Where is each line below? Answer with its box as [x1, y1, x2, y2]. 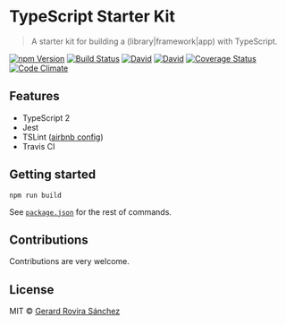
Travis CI [21, 141, 55, 151]
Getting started [9, 167, 97, 183]
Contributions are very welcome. [9, 256, 130, 267]
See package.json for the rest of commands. [9, 206, 172, 217]
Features [9, 89, 60, 104]
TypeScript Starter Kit [9, 6, 176, 27]
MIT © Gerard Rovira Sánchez [9, 306, 121, 317]
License [9, 282, 55, 297]
